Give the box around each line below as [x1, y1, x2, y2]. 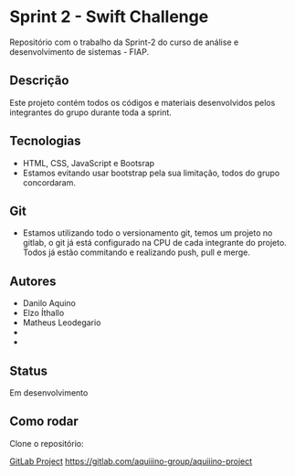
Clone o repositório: [9, 438, 84, 449]
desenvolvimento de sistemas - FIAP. [9, 46, 149, 57]
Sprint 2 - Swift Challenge [9, 6, 209, 27]
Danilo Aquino [22, 298, 76, 309]
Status [9, 363, 48, 378]
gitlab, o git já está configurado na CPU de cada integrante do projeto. [22, 238, 288, 249]
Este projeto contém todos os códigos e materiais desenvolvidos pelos [9, 97, 276, 108]
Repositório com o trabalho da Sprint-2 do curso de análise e [9, 37, 239, 48]
